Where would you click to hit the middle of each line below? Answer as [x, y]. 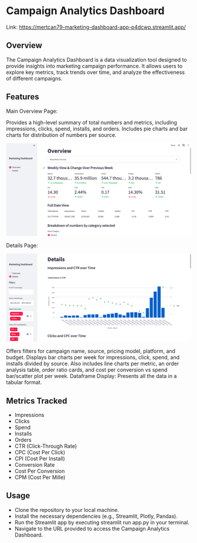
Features [23, 97]
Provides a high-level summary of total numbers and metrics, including [92, 122]
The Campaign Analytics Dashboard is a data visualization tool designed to [96, 59]
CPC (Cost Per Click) [40, 453]
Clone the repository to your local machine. [67, 510]
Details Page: [22, 245]
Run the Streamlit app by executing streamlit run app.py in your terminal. [102, 522]
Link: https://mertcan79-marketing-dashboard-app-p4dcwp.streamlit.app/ [96, 27]
